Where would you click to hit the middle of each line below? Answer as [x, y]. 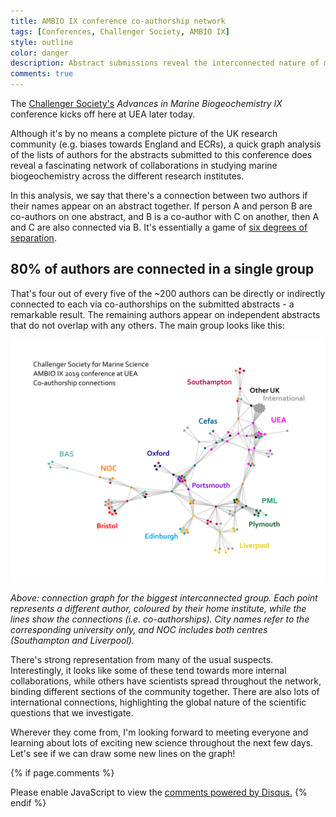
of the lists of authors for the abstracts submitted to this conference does [161, 154]
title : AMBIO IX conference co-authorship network [118, 21]
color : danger [40, 53]
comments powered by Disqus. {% [236, 792]
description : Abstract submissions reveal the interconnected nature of [165, 63]
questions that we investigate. [72, 712]
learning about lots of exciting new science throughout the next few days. [162, 742]
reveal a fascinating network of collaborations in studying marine [144, 165]
